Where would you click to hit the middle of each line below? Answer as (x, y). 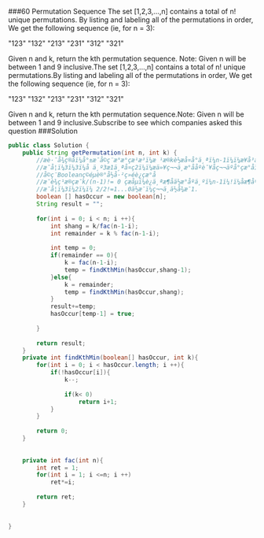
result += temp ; (73, 306)
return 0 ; (52, 431)
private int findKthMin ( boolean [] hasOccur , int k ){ (110, 358)
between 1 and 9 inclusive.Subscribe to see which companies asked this (125, 122)
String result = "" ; (70, 204)
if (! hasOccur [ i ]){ (80, 373)
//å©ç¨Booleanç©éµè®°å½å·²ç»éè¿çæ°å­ (96, 175)
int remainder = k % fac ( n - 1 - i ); (104, 233)
